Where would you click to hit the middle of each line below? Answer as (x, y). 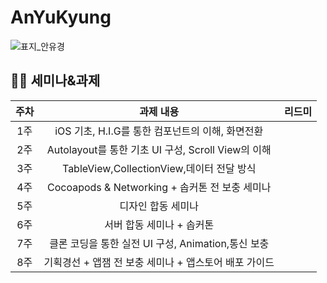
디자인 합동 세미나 (159, 206)
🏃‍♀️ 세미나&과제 (55, 81)
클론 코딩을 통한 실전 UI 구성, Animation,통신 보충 (159, 243)
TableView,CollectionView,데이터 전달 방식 (159, 168)
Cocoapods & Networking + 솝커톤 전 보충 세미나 (159, 187)
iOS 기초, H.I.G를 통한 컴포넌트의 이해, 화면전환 (159, 131)
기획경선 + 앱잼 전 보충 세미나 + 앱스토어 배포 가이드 (159, 262)
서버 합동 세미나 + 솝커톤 (159, 224)
